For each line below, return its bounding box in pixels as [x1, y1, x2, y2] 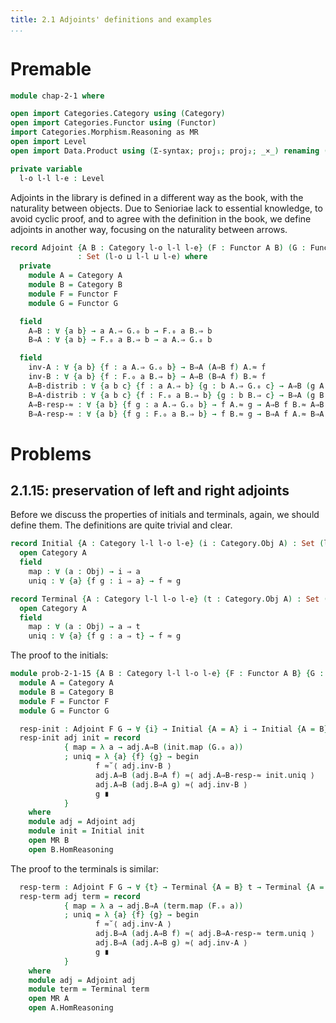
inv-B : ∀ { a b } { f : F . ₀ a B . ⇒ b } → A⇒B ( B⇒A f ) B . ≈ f [28, 372, 267, 382]
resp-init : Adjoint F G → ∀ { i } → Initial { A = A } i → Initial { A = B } [19, 724, 329, 734]
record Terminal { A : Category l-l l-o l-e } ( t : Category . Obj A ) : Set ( [10, 594, 329, 604]
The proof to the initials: [10, 649, 109, 661]
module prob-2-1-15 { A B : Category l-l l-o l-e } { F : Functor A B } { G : [10, 669, 325, 679]
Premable [10, 57, 92, 80]
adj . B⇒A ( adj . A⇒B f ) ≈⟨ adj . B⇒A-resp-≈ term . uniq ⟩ [95, 929, 315, 939]
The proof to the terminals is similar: [10, 862, 159, 875]
